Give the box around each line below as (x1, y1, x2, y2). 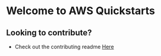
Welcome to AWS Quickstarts (6, 4, 156, 18)
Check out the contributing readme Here (14, 43, 114, 50)
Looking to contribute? (6, 28, 92, 38)
